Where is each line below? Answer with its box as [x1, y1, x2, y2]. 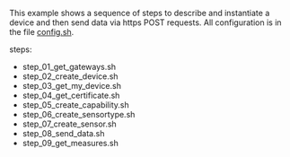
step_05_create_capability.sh [22, 100, 129, 110]
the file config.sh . [9, 27, 75, 37]
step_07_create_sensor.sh [22, 118, 117, 129]
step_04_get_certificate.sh [22, 90, 120, 100]
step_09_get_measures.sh [22, 138, 119, 148]
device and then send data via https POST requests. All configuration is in [9, 17, 282, 28]
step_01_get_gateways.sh [22, 62, 117, 72]
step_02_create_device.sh [22, 71, 119, 82]
